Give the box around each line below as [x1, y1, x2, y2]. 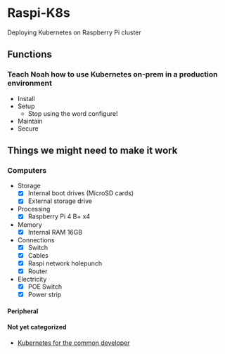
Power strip [27, 290, 62, 299]
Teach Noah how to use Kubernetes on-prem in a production [7, 70, 218, 79]
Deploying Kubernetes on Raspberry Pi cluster [7, 28, 142, 37]
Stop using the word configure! [27, 109, 118, 117]
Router [27, 267, 48, 275]
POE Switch [27, 282, 63, 291]
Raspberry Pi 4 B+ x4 [27, 212, 91, 221]
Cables [27, 251, 49, 259]
